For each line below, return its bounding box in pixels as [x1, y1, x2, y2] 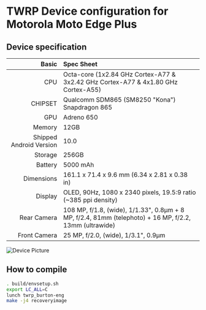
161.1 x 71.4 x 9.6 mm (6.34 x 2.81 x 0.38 [63, 170, 188, 179]
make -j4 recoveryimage [6, 298, 67, 304]
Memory [32, 123, 58, 131]
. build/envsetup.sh [6, 281, 59, 287]
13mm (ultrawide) [63, 221, 115, 229]
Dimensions [23, 175, 58, 183]
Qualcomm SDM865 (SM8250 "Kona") [63, 96, 176, 104]
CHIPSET [30, 99, 58, 108]
